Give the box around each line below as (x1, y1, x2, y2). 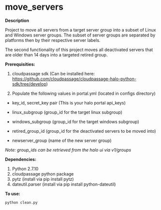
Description (5, 17, 29, 23)
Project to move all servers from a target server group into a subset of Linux (5, 27, 156, 33)
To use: (5, 191, 20, 196)
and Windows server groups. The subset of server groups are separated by (5, 32, 156, 38)
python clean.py (5, 200, 38, 205)
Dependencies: (5, 156, 37, 162)
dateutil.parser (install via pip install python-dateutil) (12, 181, 116, 187)
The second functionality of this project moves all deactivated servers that (5, 47, 153, 52)
